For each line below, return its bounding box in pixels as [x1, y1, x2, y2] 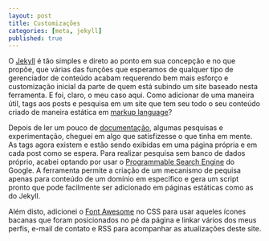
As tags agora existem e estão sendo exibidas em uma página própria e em [8, 140, 258, 149]
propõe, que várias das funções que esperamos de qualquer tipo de [8, 65, 234, 75]
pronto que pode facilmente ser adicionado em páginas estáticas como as [8, 182, 254, 193]
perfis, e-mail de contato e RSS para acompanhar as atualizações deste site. [8, 224, 262, 234]
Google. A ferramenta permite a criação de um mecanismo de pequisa [8, 165, 241, 175]
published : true [8, 34, 63, 43]
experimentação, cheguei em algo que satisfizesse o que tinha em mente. [8, 132, 253, 141]
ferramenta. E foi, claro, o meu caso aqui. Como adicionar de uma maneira [8, 90, 255, 100]
